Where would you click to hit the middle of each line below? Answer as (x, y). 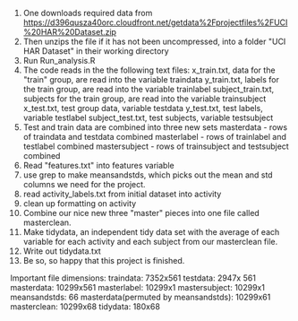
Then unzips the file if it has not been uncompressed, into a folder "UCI (154, 41)
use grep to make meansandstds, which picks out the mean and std (148, 175)
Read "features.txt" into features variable (98, 165)
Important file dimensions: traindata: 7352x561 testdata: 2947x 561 (133, 278)
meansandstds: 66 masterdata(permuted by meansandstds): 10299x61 (140, 297)
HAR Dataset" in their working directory (96, 51)
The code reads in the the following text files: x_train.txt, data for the (149, 70)
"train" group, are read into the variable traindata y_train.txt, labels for (151, 79)
